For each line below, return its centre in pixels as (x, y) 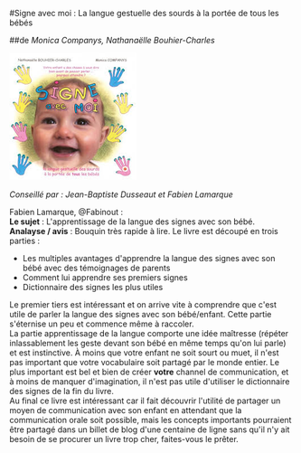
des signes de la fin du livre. (62, 391)
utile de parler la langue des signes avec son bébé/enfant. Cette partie (141, 314)
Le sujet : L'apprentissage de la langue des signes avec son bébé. (132, 222)
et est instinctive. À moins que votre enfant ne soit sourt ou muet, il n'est (144, 353)
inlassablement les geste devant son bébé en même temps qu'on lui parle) (148, 343)
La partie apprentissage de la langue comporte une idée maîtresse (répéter (149, 333)
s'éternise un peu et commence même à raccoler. (102, 324)
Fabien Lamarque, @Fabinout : (66, 212)
